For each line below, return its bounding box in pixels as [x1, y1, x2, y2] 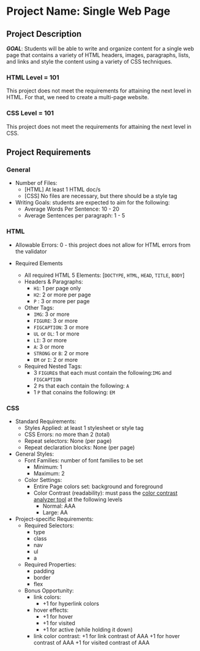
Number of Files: [15, 179, 57, 187]
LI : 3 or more [33, 336, 67, 344]
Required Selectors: [24, 522, 75, 529]
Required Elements [15, 259, 63, 267]
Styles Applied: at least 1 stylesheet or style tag [24, 424, 144, 431]
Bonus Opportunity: [24, 587, 75, 594]
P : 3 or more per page [33, 297, 90, 304]
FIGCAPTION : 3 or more [33, 323, 89, 331]
